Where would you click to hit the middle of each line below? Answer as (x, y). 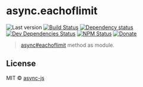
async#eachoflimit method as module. (67, 45)
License (21, 64)
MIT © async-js (25, 78)
